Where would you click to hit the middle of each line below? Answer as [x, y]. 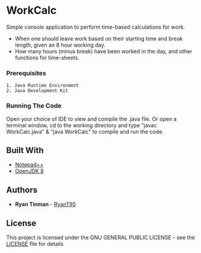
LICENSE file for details [35, 243]
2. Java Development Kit [37, 91]
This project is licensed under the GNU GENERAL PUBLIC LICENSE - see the [100, 237]
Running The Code [34, 106]
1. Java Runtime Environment [43, 86]
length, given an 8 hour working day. [60, 45]
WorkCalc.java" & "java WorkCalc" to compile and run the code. [85, 132]
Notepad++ [29, 164]
